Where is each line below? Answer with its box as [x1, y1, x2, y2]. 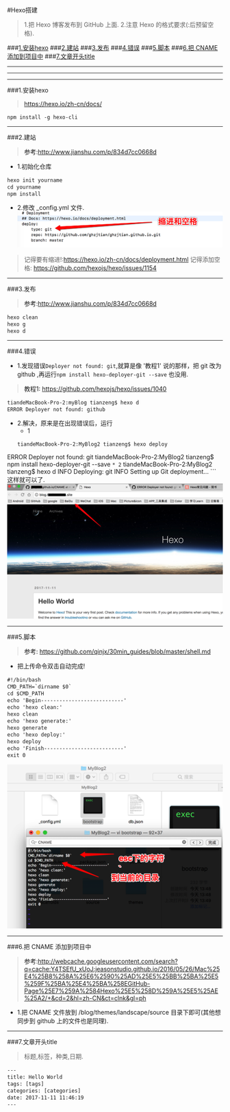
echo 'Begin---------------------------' [7, 697, 127, 704]
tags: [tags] [7, 1080, 44, 1087]
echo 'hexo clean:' [7, 703, 63, 711]
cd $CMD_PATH [7, 690, 44, 697]
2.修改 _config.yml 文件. [16, 204, 85, 211]
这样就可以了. [7, 475, 46, 483]
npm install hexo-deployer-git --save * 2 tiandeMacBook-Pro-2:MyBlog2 [7, 460, 213, 468]
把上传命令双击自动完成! [16, 662, 86, 670]
